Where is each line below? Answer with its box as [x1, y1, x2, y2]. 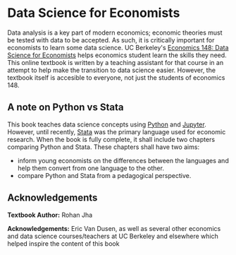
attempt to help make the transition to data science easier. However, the [7, 66, 216, 74]
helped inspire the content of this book [7, 239, 120, 248]
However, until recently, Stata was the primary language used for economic [7, 127, 226, 136]
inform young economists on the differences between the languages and [17, 156, 229, 165]
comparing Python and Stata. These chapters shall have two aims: [7, 143, 199, 151]
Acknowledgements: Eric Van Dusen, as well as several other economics [7, 224, 221, 232]
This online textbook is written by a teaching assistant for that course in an [7, 58, 224, 66]
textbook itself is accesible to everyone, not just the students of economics [7, 73, 225, 82]
